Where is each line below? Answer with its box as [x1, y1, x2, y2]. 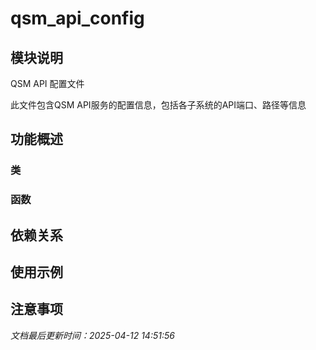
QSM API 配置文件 [10, 78, 85, 89]
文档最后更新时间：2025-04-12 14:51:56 [10, 329, 175, 341]
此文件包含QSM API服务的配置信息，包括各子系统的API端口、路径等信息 [10, 99, 307, 111]
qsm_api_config [10, 7, 145, 30]
